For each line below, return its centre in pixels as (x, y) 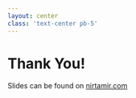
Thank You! (47, 64)
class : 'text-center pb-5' (53, 23)
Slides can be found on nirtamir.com (68, 86)
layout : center (33, 16)
